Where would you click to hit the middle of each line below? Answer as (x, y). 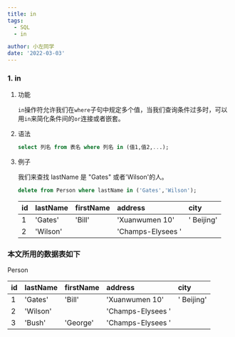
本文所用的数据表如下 (44, 254)
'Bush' (35, 323)
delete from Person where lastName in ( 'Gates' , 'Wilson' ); (107, 191)
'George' (79, 323)
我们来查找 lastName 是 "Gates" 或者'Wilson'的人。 (93, 177)
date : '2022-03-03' (36, 53)
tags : (15, 21)
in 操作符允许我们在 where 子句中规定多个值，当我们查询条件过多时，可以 (122, 110)
